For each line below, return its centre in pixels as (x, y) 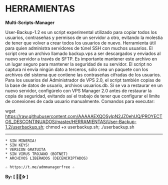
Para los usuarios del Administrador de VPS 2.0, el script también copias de (83, 80)
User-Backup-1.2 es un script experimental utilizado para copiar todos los (81, 32)
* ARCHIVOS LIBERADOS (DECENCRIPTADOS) (47, 158)
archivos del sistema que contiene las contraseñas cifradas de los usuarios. (83, 74)
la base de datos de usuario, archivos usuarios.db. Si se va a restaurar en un (84, 85)
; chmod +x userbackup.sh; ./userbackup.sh (89, 127)
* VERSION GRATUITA (25, 149)
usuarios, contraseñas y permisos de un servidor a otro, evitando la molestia (84, 37)
